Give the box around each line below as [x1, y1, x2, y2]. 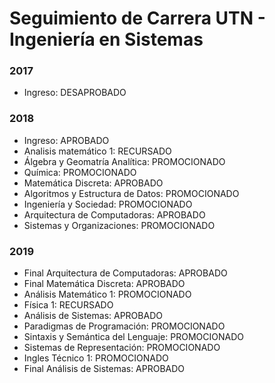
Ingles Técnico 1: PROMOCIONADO [23, 352, 169, 364]
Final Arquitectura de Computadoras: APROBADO [23, 267, 228, 279]
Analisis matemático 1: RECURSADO [23, 145, 172, 157]
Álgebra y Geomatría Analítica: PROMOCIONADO [23, 155, 226, 167]
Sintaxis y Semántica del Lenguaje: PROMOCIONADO [23, 331, 244, 343]
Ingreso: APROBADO [23, 134, 110, 146]
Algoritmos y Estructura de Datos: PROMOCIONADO [23, 187, 240, 199]
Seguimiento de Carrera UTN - [9, 7, 266, 30]
